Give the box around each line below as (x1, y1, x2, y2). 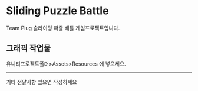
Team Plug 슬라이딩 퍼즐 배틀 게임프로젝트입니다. (6, 24, 120, 31)
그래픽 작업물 (6, 43, 51, 54)
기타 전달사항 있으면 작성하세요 (6, 78, 78, 85)
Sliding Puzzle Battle (6, 4, 109, 18)
